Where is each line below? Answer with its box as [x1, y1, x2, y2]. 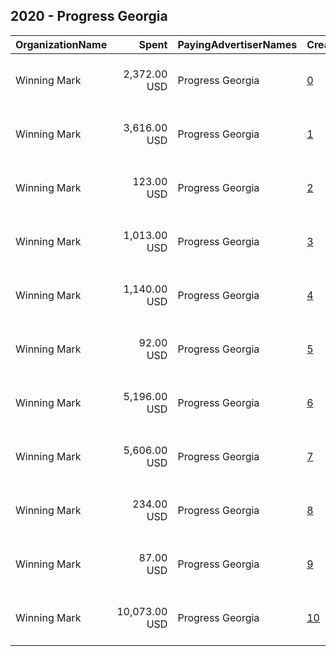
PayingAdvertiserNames [177, 37, 298, 51]
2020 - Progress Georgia [10, 8, 168, 25]
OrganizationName [15, 37, 108, 51]
